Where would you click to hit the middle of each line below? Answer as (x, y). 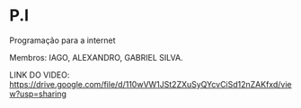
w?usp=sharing (38, 94)
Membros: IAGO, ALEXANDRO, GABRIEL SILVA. (96, 57)
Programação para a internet (62, 40)
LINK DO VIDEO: (40, 75)
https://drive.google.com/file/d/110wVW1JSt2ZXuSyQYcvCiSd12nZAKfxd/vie (150, 84)
